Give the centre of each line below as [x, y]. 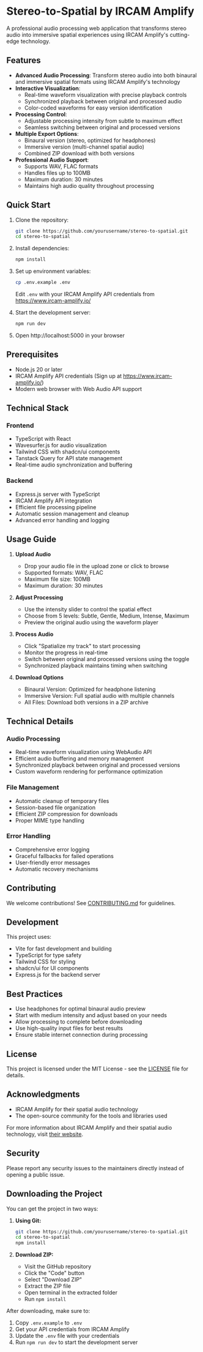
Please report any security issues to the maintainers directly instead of [95, 1168]
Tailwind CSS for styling [45, 962]
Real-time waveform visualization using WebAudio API [83, 752]
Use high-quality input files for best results [69, 1028]
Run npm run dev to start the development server [76, 1342]
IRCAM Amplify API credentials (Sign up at [68, 376]
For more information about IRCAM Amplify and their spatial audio [89, 1127]
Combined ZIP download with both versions [79, 153]
